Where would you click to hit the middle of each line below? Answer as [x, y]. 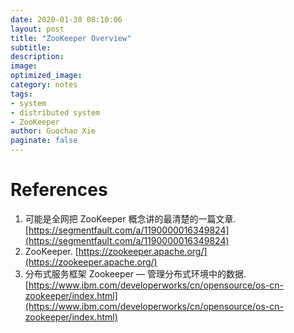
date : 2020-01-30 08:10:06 [66, 19]
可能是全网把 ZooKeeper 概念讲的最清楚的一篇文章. [130, 218]
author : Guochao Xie [53, 131]
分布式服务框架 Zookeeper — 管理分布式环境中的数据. [135, 273]
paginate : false [44, 141]
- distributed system [55, 112]
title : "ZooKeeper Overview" [71, 38]
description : [37, 57]
